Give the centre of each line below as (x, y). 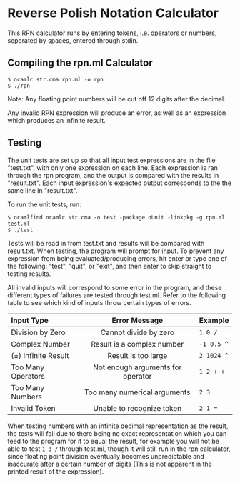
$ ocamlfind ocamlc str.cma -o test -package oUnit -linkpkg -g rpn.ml (116, 217)
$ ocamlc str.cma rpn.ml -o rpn (55, 79)
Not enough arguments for (137, 367)
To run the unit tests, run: (45, 204)
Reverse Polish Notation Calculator (113, 13)
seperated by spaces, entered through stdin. (73, 40)
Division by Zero (38, 332)
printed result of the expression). (56, 471)
